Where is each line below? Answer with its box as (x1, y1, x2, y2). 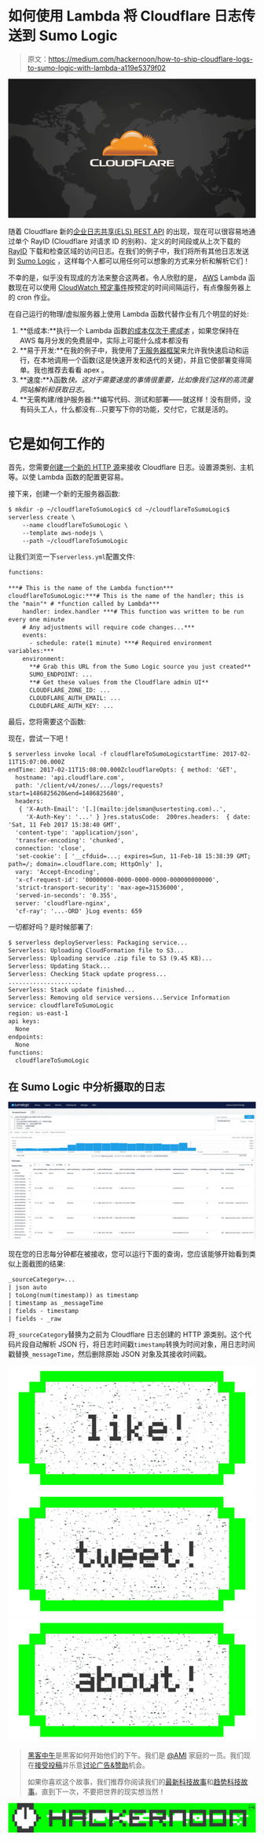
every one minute (8, 616, 65, 624)
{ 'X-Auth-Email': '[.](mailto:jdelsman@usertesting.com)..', (18, 805, 226, 813)
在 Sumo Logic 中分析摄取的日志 (8, 1080, 165, 1093)
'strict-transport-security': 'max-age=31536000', (15, 884, 185, 892)
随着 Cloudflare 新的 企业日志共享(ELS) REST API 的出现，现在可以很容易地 (8, 227, 249, 237)
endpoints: (8, 1033, 44, 1041)
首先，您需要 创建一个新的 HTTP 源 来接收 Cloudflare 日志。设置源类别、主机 (8, 463, 254, 472)
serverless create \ (8, 514, 76, 522)
